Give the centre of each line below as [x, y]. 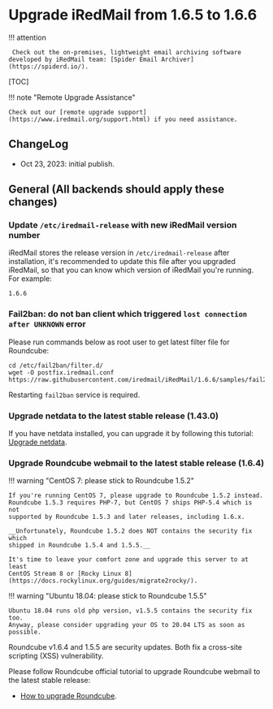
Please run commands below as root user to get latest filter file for [119, 342]
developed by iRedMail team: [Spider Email [83, 59]
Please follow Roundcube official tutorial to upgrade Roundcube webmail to [134, 672]
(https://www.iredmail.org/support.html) [80, 119]
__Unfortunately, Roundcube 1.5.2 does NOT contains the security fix [130, 531]
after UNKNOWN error [48, 324]
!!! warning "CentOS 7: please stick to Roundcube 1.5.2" [102, 481]
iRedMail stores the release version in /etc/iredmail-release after [119, 253]
